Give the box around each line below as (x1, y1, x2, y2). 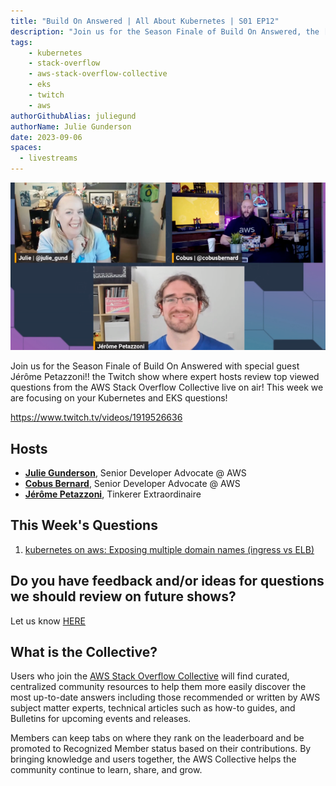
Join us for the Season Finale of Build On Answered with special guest (10, 360, 300, 372)
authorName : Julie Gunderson (10, 121, 132, 132)
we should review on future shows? (10, 588, 237, 605)
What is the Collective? (10, 644, 158, 661)
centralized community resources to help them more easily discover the (10, 681, 307, 693)
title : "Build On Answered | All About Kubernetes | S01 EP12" (10, 16, 280, 26)
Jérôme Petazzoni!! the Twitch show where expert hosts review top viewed (10, 371, 320, 383)
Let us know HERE (10, 615, 86, 627)
